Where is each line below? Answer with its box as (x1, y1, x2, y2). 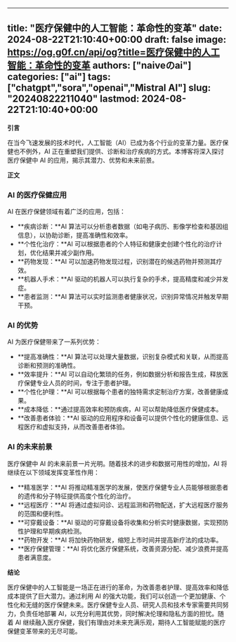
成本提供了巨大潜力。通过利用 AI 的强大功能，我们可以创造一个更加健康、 (7, 591, 220, 600)
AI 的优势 (7, 321, 39, 330)
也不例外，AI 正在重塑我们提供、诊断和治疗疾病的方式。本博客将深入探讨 (13, 147, 225, 155)
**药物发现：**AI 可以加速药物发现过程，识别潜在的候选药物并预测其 (17, 258, 216, 266)
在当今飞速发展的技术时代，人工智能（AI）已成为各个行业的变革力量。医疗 (7, 138, 223, 147)
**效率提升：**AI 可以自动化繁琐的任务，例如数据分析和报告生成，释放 (17, 370, 223, 379)
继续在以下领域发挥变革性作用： (7, 468, 100, 476)
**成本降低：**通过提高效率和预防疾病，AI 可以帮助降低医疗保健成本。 (17, 405, 223, 414)
